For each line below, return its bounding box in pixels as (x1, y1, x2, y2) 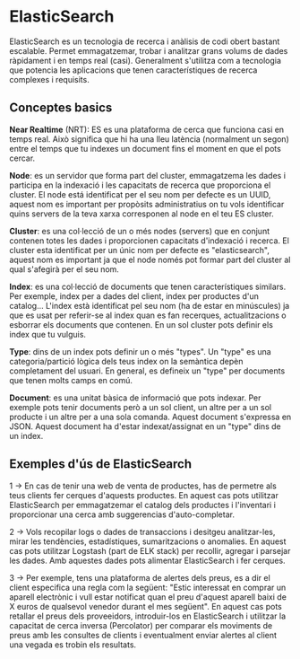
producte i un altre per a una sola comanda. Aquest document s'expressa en (9, 411, 292, 422)
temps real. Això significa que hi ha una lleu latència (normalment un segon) (9, 133, 289, 145)
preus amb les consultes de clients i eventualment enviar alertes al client (9, 629, 278, 640)
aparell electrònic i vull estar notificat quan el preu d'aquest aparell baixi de (9, 591, 287, 602)
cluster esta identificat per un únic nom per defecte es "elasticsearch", (9, 244, 270, 255)
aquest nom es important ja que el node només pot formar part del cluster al (9, 254, 291, 265)
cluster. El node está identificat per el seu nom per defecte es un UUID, (9, 189, 271, 199)
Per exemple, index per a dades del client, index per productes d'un (9, 290, 260, 302)
